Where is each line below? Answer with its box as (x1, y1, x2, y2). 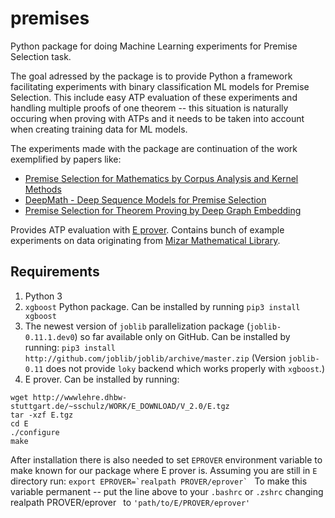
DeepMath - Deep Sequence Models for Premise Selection (24, 193, 267, 206)
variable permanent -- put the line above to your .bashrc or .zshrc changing (10, 485, 324, 497)
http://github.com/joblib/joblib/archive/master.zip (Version (24, 352, 287, 364)
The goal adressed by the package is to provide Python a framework (10, 70, 293, 82)
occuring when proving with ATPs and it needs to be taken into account (10, 112, 305, 124)
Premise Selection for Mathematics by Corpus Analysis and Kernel (24, 172, 299, 184)
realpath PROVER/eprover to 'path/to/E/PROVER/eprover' (10, 496, 251, 508)
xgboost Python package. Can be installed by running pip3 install (24, 300, 301, 312)
